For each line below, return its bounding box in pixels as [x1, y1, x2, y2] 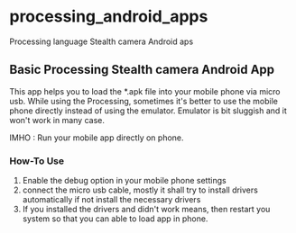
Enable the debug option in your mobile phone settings [22, 175, 227, 186]
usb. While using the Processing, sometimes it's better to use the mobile [9, 95, 278, 106]
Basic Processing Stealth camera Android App [9, 62, 275, 77]
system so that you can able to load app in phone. [22, 213, 208, 224]
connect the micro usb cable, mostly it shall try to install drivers [22, 184, 259, 195]
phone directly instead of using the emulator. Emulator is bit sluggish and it [9, 105, 287, 116]
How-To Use [9, 155, 65, 167]
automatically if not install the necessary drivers [22, 194, 201, 205]
